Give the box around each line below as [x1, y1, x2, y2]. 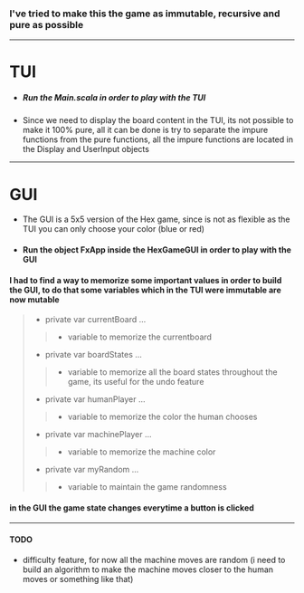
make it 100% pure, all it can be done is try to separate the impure [22, 125, 269, 136]
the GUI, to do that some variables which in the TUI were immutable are [9, 284, 282, 295]
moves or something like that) [22, 573, 134, 584]
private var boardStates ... [44, 349, 143, 360]
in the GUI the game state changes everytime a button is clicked [9, 502, 255, 513]
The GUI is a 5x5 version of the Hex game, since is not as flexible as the [22, 214, 291, 225]
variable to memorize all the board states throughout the [67, 367, 278, 378]
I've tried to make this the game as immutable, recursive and [9, 7, 280, 20]
